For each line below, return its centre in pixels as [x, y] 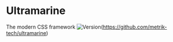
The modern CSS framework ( [54, 27]
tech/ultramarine [26, 33]
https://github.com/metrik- [135, 27]
